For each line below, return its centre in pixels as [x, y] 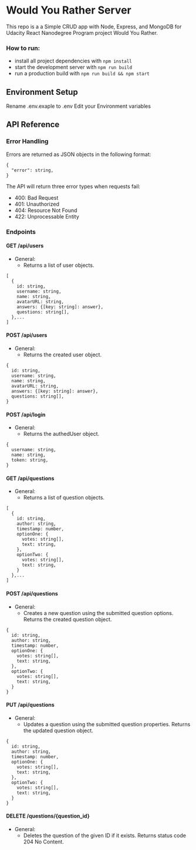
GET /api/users [25, 246]
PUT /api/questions [30, 705]
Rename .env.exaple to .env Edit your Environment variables [79, 106]
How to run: [23, 48]
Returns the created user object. [62, 355]
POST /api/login [26, 414]
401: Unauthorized [37, 204]
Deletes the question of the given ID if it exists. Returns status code [105, 836]
